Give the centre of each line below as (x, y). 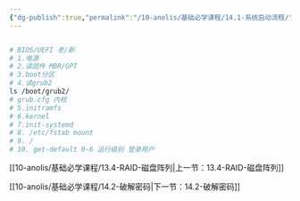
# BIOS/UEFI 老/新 (42, 50)
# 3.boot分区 (32, 75)
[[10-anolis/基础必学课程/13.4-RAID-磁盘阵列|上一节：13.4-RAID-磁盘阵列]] (146, 167)
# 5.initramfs (36, 108)
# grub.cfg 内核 (38, 99)
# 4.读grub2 (31, 83)
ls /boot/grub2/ (39, 91)
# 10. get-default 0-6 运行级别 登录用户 (82, 150)
